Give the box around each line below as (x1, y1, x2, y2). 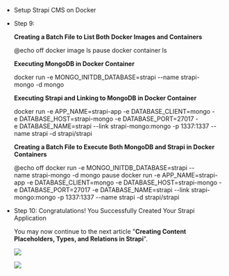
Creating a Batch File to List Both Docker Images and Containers (13, 33, 203, 41)
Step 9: (13, 19, 35, 27)
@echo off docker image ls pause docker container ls (13, 46, 167, 54)
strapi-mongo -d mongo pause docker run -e (31, 171, 161, 179)
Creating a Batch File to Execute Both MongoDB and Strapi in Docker (13, 143, 215, 151)
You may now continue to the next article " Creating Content (13, 227, 187, 235)
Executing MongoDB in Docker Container (13, 60, 135, 68)
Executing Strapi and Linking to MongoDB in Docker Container (13, 94, 197, 102)
